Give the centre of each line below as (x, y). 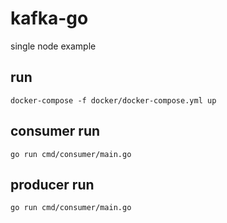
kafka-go (49, 18)
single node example (53, 46)
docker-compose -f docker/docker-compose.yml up (113, 100)
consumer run (55, 131)
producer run (52, 184)
